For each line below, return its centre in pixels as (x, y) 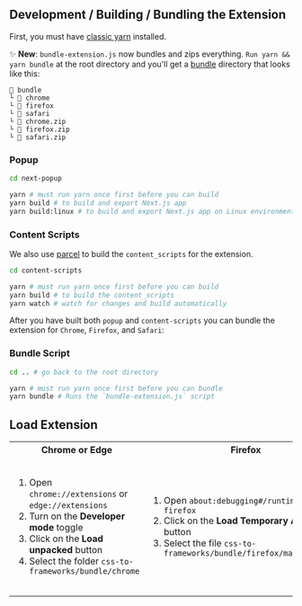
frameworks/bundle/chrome (84, 571)
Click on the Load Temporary (226, 521)
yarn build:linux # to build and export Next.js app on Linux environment (152, 211)
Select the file (192, 543)
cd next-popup (36, 179)
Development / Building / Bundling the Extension (148, 15)
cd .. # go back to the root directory (84, 372)
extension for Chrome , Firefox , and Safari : (87, 330)
